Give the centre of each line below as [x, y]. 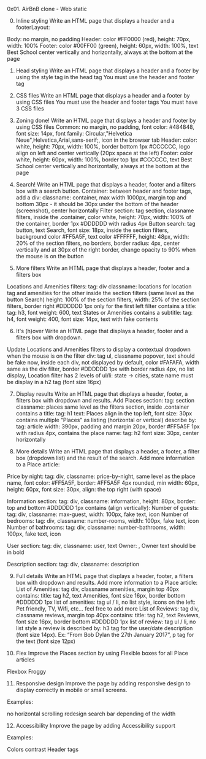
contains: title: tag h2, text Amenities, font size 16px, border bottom [101, 595]
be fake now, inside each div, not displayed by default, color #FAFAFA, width [103, 362]
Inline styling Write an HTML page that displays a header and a [95, 21]
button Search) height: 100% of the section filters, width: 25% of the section [103, 299]
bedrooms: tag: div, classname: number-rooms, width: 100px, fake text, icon [103, 521]
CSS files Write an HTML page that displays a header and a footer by [103, 95]
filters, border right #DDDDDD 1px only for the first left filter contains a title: [102, 306]
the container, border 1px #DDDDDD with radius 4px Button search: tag [105, 224]
